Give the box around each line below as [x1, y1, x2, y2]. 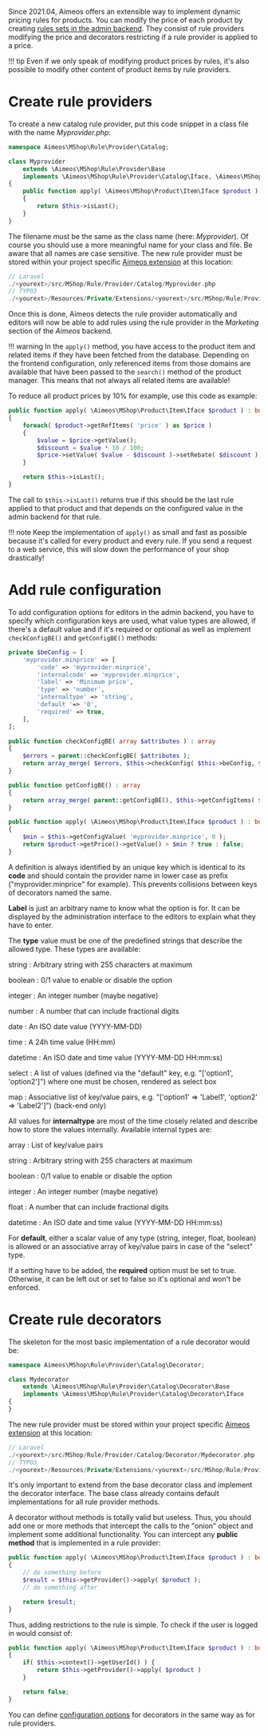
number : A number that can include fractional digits [8, 1006, 179, 1016]
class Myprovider [8, 158, 66, 166]
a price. [8, 41, 33, 50]
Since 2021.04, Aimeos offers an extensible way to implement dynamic [8, 7, 241, 16]
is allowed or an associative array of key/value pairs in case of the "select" [8, 1241, 254, 1251]
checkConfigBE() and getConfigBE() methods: [8, 633, 158, 642]
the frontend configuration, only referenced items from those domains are [8, 359, 251, 369]
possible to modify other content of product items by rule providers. [8, 65, 231, 74]
